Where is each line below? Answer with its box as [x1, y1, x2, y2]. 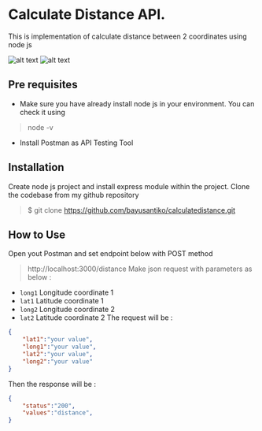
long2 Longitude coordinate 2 [19, 305, 116, 314]
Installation [8, 161, 65, 174]
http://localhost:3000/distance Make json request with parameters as [27, 264, 253, 273]
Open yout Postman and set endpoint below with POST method [8, 249, 213, 258]
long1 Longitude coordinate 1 [19, 288, 114, 297]
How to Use [8, 228, 66, 241]
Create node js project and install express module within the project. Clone [8, 181, 250, 191]
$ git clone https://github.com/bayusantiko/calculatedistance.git [27, 205, 236, 214]
